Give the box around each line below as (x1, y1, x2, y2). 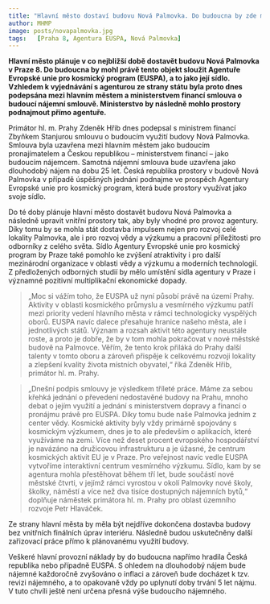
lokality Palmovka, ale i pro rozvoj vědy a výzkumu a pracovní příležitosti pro (8, 233, 261, 242)
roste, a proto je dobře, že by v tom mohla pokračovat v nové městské (27, 334, 260, 344)
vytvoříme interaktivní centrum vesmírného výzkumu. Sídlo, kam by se (27, 461, 261, 471)
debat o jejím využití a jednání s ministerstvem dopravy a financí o (27, 401, 247, 411)
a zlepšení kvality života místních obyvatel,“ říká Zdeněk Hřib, (27, 360, 232, 370)
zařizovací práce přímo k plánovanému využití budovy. (8, 536, 189, 546)
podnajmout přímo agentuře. (8, 108, 107, 118)
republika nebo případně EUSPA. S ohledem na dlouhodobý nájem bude (8, 561, 247, 570)
